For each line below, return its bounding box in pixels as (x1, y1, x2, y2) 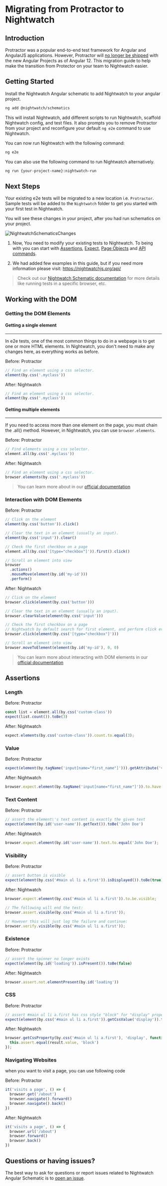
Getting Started (5, 77, 54, 86)
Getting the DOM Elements (5, 310, 71, 317)
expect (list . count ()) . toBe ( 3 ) (5, 714, 68, 719)
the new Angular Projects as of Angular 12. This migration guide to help (5, 58, 151, 63)
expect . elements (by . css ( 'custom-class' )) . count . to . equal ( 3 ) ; (5, 733, 135, 738)
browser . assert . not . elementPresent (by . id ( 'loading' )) (5, 979, 119, 984)
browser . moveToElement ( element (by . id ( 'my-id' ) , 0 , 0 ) (5, 645, 119, 650)
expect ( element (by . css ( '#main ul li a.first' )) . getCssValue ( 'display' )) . (5, 1017, 162, 1022)
